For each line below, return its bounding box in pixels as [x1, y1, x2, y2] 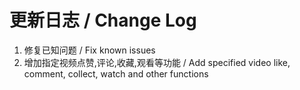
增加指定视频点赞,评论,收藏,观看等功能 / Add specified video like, [23, 56, 291, 68]
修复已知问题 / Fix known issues [23, 44, 156, 56]
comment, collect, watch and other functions [23, 67, 209, 80]
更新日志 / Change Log [9, 9, 197, 32]
